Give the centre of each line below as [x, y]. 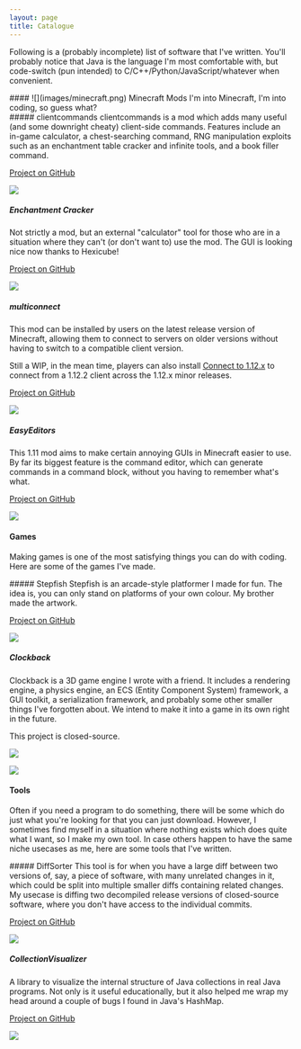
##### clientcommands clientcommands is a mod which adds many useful [148, 117]
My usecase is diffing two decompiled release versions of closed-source [144, 894]
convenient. [31, 80]
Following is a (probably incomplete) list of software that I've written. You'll [147, 51]
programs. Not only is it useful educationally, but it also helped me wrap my [149, 991]
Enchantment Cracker [52, 210]
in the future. [33, 718]
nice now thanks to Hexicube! [64, 252]
